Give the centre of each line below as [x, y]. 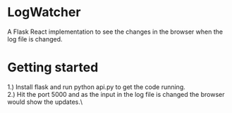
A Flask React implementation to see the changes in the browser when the [115, 32]
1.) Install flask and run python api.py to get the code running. [96, 87]
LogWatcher [44, 12]
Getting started [53, 68]
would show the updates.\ [45, 102]
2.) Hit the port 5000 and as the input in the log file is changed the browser [116, 94]
